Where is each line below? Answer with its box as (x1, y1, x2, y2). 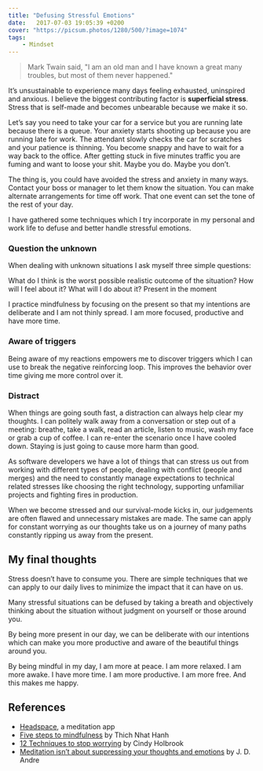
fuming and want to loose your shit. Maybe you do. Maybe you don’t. (8, 160, 231, 169)
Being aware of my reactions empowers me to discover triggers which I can (8, 354, 253, 363)
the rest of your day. (8, 200, 74, 209)
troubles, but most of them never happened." (27, 71, 174, 80)
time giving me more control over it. (8, 370, 123, 380)
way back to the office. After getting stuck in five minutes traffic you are (8, 151, 241, 161)
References (8, 701, 66, 714)
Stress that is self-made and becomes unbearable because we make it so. (8, 103, 248, 112)
